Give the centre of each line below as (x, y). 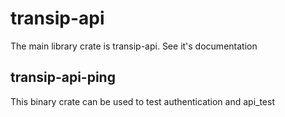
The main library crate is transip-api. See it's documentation (134, 46)
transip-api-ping (63, 77)
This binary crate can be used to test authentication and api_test (143, 101)
